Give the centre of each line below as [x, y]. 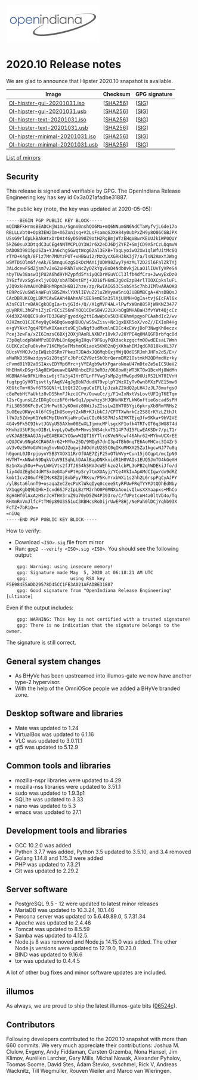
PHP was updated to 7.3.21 [47, 864]
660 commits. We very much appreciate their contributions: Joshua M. [93, 1045]
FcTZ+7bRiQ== [22, 508]
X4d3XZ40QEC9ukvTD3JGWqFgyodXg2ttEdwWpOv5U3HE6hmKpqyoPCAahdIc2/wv [92, 316]
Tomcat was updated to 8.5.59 [52, 929]
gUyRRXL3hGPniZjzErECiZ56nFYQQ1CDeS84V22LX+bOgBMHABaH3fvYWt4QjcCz [92, 310]
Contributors [31, 1025]
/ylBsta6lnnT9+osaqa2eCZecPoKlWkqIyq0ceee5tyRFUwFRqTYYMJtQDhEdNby [92, 484]
